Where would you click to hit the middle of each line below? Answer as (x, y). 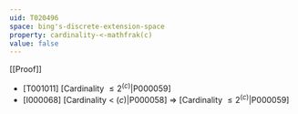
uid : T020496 (34, 18)
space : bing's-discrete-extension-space (87, 26)
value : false (34, 43)
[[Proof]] (26, 69)
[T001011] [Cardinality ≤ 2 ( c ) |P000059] (97, 88)
